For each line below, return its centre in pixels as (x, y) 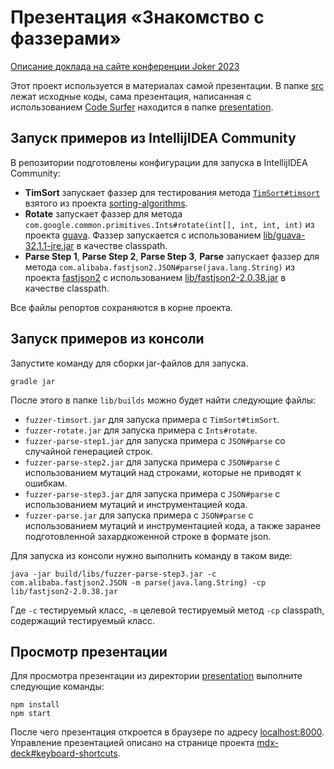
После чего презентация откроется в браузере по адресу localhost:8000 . (167, 732)
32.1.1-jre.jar (49, 245)
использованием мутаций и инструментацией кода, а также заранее (173, 525)
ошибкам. (46, 483)
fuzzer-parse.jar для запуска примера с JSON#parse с (139, 515)
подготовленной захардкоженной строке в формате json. (148, 536)
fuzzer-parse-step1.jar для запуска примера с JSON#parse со (155, 440)
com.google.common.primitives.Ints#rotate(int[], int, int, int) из (169, 224)
